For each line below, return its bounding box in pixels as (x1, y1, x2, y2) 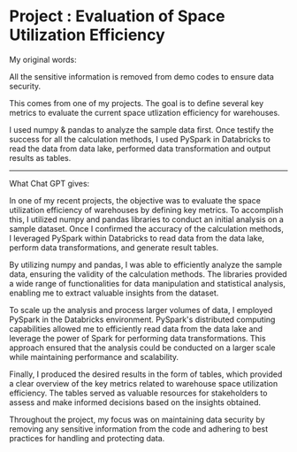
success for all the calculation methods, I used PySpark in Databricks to (9, 134, 271, 144)
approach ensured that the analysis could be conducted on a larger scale (9, 342, 276, 353)
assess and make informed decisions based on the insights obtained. (9, 396, 262, 408)
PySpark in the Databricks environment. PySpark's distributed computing (9, 314, 276, 325)
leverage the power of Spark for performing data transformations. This (9, 333, 267, 343)
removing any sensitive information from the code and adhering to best (9, 423, 269, 434)
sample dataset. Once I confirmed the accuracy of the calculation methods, (9, 223, 285, 234)
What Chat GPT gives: (9, 178, 90, 188)
